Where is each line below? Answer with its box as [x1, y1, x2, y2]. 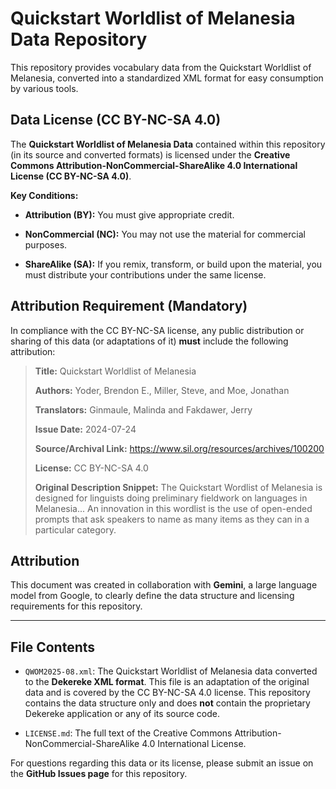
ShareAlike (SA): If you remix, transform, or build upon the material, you [24, 258, 323, 270]
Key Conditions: [10, 189, 79, 201]
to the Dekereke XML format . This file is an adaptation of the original [24, 676, 310, 688]
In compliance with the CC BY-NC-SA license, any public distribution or [10, 324, 305, 336]
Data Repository [10, 28, 148, 51]
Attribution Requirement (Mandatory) [10, 298, 248, 315]
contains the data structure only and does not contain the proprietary [24, 697, 311, 709]
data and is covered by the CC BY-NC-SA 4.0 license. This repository [24, 687, 311, 699]
